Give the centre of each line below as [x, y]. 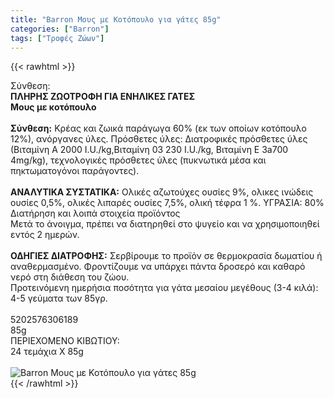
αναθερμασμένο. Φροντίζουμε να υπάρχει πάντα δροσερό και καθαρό [158, 267]
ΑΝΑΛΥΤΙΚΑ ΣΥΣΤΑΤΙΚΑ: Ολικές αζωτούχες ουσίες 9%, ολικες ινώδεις [162, 192]
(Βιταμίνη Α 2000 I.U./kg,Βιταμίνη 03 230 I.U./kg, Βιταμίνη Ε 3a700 [149, 150]
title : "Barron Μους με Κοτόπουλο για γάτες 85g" [116, 19]
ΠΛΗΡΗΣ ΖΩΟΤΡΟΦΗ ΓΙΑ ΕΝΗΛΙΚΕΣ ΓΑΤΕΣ [103, 97]
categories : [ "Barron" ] [60, 29]
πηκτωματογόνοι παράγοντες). [75, 171]
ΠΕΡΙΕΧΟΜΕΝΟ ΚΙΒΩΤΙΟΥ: [65, 341]
